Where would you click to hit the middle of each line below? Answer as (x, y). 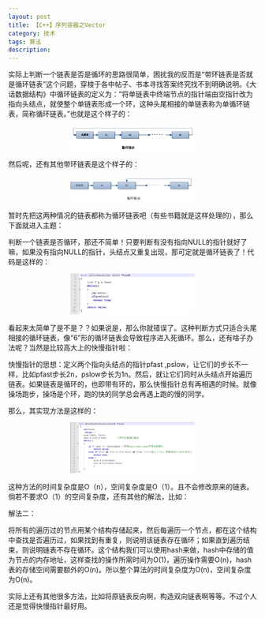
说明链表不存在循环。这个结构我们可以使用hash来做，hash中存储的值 (141, 550)
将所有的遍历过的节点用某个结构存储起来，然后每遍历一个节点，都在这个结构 (132, 530)
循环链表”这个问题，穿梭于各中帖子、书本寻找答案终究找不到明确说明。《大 (136, 84)
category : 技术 (32, 33)
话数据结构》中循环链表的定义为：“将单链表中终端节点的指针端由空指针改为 (131, 94)
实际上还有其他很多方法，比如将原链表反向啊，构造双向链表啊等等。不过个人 (132, 597)
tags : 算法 (25, 42)
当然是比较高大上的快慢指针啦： (80, 348)
